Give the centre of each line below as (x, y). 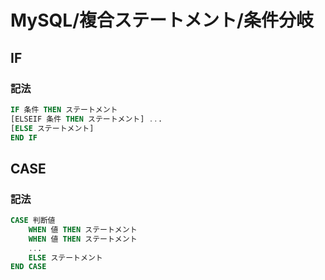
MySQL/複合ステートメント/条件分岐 (162, 20)
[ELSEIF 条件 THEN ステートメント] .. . (86, 119)
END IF (24, 137)
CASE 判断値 (33, 221)
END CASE (28, 267)
